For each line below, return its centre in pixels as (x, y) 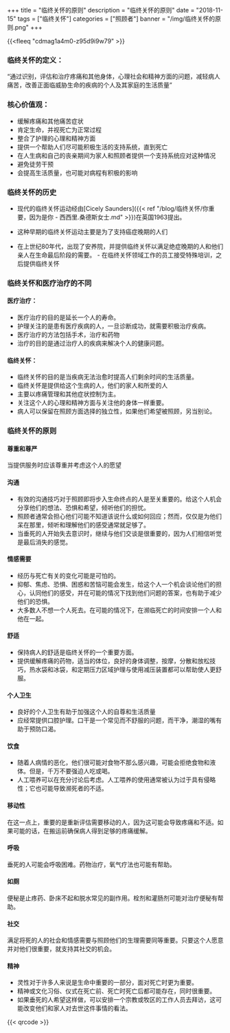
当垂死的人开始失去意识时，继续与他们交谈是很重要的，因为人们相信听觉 (119, 533)
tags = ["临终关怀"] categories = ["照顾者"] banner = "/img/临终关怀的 (116, 19)
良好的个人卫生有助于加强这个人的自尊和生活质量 (86, 712)
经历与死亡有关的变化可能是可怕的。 (68, 575)
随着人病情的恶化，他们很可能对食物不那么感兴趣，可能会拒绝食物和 (113, 762)
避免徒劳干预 (35, 164)
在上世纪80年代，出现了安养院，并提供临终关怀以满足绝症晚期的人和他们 (120, 246)
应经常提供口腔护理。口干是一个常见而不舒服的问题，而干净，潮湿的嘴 (116, 720)
